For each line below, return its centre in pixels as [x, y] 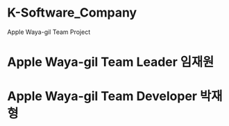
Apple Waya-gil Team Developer [102, 97]
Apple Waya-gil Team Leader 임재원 [111, 62]
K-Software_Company [72, 13]
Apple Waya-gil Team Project [49, 32]
